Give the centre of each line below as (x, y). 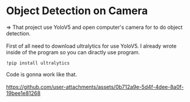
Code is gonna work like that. (42, 74)
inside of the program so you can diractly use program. (73, 52)
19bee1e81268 (23, 93)
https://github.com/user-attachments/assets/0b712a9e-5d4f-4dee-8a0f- (95, 87)
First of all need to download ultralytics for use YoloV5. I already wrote (91, 46)
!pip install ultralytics (38, 63)
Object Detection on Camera (77, 11)
